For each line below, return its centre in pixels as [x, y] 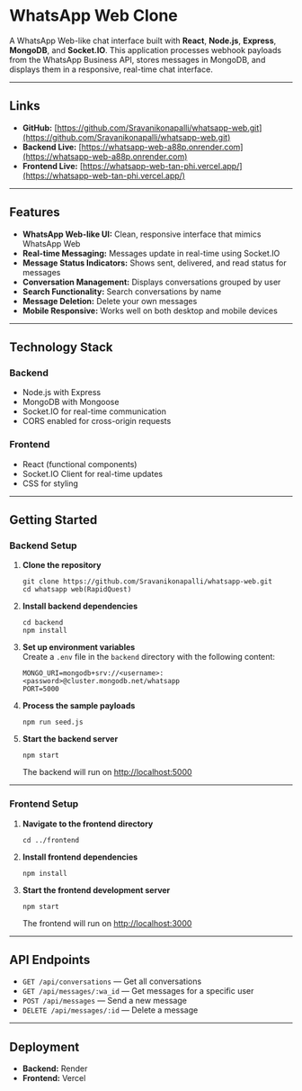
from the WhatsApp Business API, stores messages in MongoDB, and [138, 59]
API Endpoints [50, 960]
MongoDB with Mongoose [71, 402]
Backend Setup [44, 545]
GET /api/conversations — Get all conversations [112, 981]
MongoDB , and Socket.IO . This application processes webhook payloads [145, 50]
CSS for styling [50, 483]
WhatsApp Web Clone [93, 16]
